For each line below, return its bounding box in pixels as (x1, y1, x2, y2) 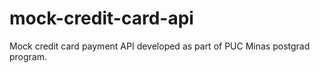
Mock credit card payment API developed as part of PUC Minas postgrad (9, 40, 311, 52)
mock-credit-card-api (9, 7, 194, 30)
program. (9, 50, 48, 62)
